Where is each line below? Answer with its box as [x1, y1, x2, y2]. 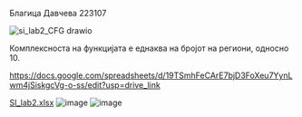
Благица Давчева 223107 [9, 8, 107, 18]
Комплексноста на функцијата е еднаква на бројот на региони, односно [9, 43, 289, 54]
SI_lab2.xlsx [9, 97, 54, 108]
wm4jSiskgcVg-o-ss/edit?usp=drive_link [9, 80, 161, 90]
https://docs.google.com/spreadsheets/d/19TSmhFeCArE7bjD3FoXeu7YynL [9, 70, 293, 81]
